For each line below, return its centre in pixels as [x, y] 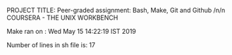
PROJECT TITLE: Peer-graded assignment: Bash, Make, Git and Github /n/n [116, 10]
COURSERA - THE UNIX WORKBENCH [62, 18]
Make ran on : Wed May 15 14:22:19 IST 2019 [72, 31]
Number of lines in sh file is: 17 [51, 45]
